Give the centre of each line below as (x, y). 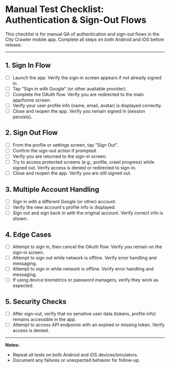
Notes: (13, 345)
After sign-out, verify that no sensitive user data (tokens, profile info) (84, 314)
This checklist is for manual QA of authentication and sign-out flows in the (82, 34)
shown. (20, 219)
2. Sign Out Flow (32, 133)
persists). (22, 117)
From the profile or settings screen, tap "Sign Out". (65, 145)
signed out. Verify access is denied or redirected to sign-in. (74, 168)
